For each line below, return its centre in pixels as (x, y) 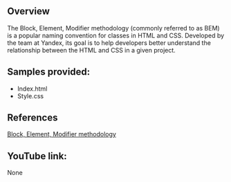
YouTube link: (37, 156)
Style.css (30, 95)
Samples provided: (49, 72)
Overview (29, 11)
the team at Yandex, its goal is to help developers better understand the (109, 43)
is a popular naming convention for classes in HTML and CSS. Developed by (116, 35)
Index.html (32, 89)
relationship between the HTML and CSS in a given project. (92, 50)
